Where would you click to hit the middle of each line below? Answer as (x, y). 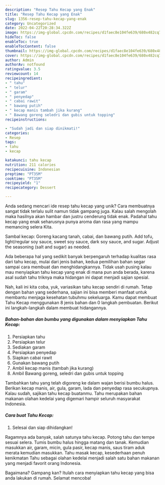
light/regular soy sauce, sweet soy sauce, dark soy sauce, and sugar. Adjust (82, 242)
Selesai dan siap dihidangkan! (42, 427)
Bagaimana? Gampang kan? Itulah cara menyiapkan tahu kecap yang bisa (80, 473)
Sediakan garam (29, 347)
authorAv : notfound (25, 65)
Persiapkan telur (29, 342)
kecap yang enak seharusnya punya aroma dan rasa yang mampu (72, 222)
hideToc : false (21, 37)
